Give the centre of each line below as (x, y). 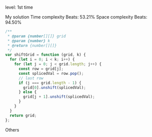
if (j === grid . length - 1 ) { (50, 83)
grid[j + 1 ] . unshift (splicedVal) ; (59, 97)
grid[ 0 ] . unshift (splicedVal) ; (54, 87)
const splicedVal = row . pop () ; (51, 73)
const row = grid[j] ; (41, 69)
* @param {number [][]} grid (36, 36)
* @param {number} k (29, 41)
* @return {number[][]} (32, 45)
